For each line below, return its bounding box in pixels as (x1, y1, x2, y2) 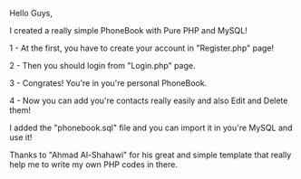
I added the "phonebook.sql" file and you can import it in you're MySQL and (9, 122, 293, 133)
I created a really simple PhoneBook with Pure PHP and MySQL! (9, 25, 248, 35)
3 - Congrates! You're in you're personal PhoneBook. (9, 78, 208, 89)
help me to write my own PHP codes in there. (9, 159, 179, 170)
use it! (9, 132, 33, 143)
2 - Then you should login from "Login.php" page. (9, 61, 196, 71)
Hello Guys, (9, 8, 53, 18)
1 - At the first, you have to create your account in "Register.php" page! (9, 42, 275, 53)
